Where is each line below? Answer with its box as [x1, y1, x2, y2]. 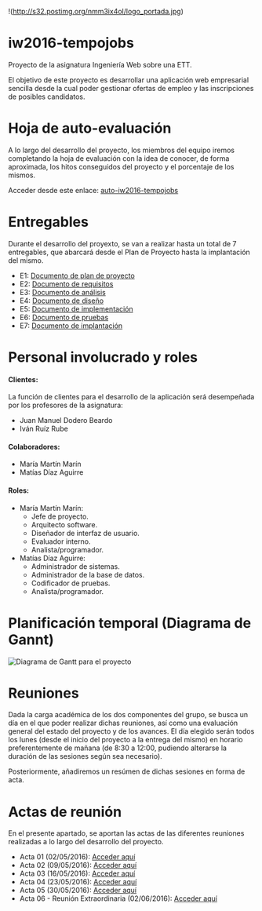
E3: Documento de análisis [19, 287, 106, 297]
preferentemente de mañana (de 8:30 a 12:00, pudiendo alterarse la [8, 743, 227, 752]
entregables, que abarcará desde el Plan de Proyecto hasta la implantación [8, 247, 251, 257]
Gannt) [8, 631, 54, 648]
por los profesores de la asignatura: [8, 400, 123, 410]
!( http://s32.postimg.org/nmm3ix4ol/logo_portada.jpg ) [8, 7, 184, 16]
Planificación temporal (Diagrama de [8, 614, 252, 632]
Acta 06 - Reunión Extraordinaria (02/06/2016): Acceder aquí [19, 894, 218, 903]
